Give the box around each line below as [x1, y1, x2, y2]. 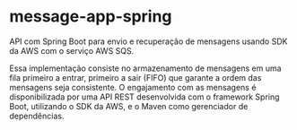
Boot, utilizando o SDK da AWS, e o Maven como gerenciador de [9, 100, 249, 111]
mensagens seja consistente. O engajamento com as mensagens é [9, 82, 257, 92]
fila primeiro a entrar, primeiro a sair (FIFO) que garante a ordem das [9, 72, 262, 82]
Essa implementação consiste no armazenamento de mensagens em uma [9, 63, 282, 74]
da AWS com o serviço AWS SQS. [9, 45, 135, 56]
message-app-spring [9, 6, 172, 27]
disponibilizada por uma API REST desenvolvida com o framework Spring [9, 91, 280, 102]
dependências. [9, 110, 65, 121]
